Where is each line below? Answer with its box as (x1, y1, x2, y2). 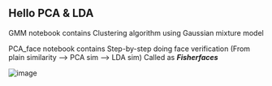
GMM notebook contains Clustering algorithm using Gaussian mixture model (8, 28, 264, 37)
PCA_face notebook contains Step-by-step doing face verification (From (8, 44, 250, 54)
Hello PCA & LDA (8, 6, 94, 20)
